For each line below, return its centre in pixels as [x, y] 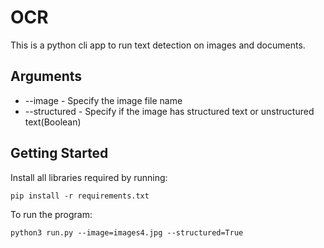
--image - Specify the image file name [103, 100]
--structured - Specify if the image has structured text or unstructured [169, 111]
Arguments [46, 76]
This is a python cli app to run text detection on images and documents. [158, 45]
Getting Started [59, 153]
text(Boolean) [53, 122]
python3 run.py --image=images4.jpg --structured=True [127, 232]
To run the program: [51, 214]
